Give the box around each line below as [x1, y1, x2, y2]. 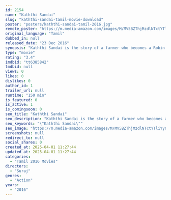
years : [5, 183, 19, 188]
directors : [5, 163, 28, 168]
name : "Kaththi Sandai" [5, 12, 56, 17]
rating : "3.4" [5, 54, 36, 60]
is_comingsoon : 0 [5, 107, 42, 112]
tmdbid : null [5, 64, 33, 69]
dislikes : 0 [5, 78, 31, 83]
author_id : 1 [5, 83, 33, 88]
